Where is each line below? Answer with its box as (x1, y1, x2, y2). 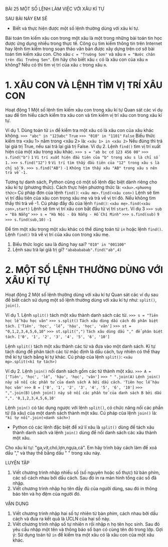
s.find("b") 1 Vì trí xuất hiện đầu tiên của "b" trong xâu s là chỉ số (5, 155, 158, 160)
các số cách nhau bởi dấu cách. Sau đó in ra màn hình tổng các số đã (12, 474, 157, 481)
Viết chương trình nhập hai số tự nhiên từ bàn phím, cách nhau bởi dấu (12, 510, 158, 516)
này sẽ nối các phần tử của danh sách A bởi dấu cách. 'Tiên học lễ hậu (5, 379, 159, 385)
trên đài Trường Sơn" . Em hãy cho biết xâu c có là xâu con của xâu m (5, 56, 148, 62)
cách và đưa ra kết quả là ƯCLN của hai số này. (12, 515, 111, 522)
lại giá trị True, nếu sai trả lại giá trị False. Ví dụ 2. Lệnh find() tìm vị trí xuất (5, 143, 161, 149)
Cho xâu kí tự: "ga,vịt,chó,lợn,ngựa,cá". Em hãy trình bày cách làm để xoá (5, 444, 157, 450)
